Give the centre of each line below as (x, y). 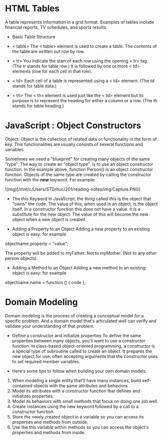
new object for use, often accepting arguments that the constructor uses (85, 356)
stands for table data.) (34, 86)
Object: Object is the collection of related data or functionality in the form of (81, 139)
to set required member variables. (46, 361)
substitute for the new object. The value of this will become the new (80, 214)
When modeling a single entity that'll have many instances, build (76, 380)
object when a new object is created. (49, 219)
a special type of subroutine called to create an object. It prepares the (82, 351)
